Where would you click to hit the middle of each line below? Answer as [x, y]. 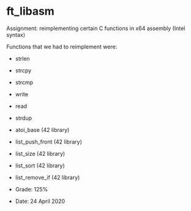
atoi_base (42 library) [42, 129]
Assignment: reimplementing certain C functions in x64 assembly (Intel [96, 28]
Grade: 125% [32, 189]
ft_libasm [31, 11]
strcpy [23, 70]
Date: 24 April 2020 [40, 201]
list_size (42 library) [40, 153]
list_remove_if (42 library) [47, 177]
